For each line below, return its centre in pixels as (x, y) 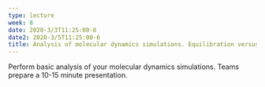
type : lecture (32, 15)
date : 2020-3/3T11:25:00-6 (52, 30)
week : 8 (21, 23)
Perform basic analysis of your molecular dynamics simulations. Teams (123, 67)
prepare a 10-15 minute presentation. (68, 75)
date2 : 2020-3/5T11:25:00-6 (54, 37)
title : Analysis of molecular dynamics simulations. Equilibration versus (134, 45)
